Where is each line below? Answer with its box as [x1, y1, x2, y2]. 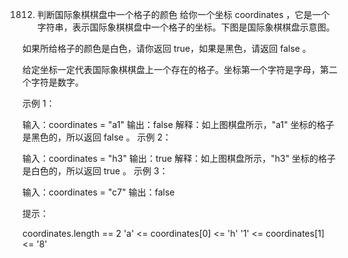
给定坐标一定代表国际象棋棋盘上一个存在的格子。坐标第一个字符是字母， [22, 64, 320, 75]
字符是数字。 [30, 76, 84, 88]
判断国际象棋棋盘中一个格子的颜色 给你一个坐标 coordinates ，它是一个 [36, 9, 330, 20]
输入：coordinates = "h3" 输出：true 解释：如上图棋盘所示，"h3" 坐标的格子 [22, 153, 337, 164]
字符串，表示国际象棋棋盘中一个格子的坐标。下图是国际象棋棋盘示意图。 [36, 21, 335, 33]
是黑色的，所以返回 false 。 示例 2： [22, 131, 172, 143]
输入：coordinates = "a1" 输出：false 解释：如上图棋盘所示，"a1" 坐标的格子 [22, 119, 335, 130]
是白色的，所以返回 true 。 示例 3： [22, 165, 169, 177]
